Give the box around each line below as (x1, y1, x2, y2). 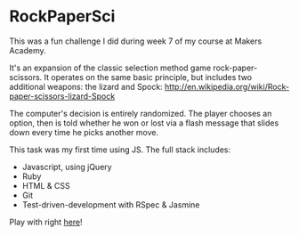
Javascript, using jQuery (21, 161, 113, 172)
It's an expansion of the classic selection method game (9, 62, 212, 73)
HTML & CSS (21, 180, 70, 191)
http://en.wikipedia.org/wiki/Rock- (164, 81, 290, 92)
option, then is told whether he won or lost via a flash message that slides (9, 118, 279, 128)
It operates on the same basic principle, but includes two (44, 71, 252, 82)
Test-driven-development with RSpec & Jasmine (21, 199, 200, 210)
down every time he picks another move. (9, 126, 158, 137)
